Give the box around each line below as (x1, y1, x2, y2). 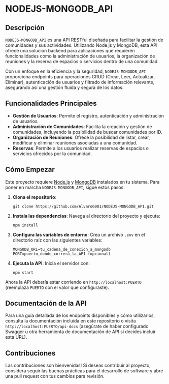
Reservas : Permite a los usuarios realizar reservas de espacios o (12, 145, 149, 151)
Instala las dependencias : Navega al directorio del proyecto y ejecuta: (12, 213, 161, 219)
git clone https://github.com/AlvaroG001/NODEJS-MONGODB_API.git (12, 204, 154, 209)
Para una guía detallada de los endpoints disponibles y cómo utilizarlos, (5, 312, 155, 318)
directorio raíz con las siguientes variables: (12, 237, 103, 243)
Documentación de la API (5, 299, 87, 308)
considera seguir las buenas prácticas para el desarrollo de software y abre (5, 368, 163, 374)
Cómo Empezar (5, 165, 55, 174)
